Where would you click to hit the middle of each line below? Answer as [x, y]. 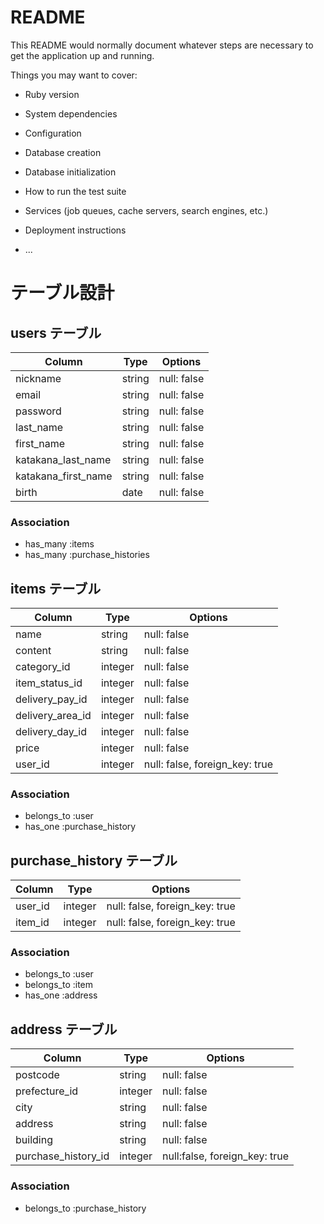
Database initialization [70, 172]
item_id [32, 923]
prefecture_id [47, 1091]
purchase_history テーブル [94, 860]
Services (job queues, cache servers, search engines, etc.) [146, 210]
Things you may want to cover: [74, 75]
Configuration [53, 133]
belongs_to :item [59, 985]
